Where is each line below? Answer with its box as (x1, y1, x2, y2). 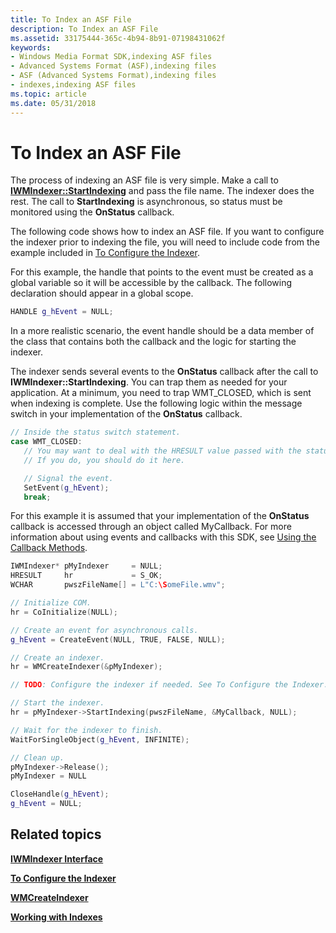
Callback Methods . (10, 542, 88, 554)
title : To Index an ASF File (10, 14, 132, 25)
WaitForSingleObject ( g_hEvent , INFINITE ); (10, 734, 190, 745)
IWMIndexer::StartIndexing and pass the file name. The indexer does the (10, 185, 315, 197)
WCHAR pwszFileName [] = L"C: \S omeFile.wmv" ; (10, 580, 226, 590)
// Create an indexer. (10, 652, 105, 663)
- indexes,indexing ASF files (10, 80, 137, 90)
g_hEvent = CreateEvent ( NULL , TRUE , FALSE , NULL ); (10, 634, 226, 645)
